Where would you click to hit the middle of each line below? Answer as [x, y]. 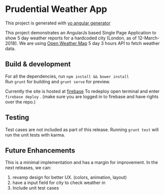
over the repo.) [20, 102]
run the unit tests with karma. [35, 135]
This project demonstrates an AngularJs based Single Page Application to [81, 32]
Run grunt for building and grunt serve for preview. [58, 81]
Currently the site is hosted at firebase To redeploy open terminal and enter [82, 91]
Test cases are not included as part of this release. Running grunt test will [82, 129]
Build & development [38, 64]
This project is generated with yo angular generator [58, 23]
